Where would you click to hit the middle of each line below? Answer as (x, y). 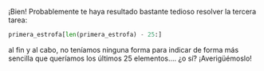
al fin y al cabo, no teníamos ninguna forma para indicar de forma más (124, 49)
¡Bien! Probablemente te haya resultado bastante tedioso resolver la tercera (132, 12)
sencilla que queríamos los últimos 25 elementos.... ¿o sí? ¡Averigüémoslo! (130, 58)
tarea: (18, 20)
